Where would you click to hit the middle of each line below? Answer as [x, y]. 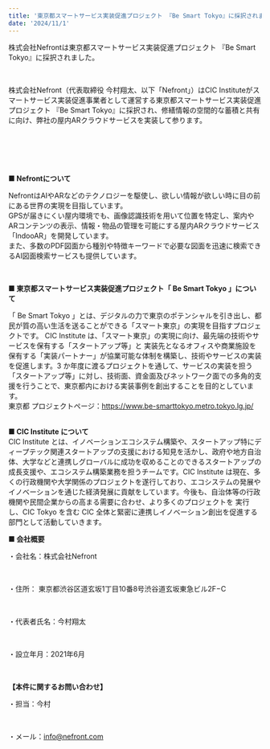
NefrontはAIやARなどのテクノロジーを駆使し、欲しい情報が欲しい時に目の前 [135, 195]
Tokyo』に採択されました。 [54, 57]
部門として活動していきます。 [57, 522]
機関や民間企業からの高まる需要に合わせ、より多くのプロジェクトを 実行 [129, 501]
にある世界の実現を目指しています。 [68, 205]
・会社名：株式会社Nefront [53, 556]
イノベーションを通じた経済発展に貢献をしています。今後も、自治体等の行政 [135, 492]
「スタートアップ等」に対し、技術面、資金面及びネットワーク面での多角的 [131, 375]
